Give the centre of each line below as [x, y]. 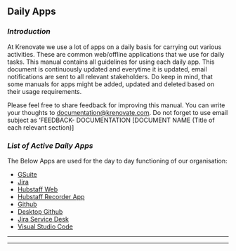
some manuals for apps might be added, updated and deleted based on [111, 84]
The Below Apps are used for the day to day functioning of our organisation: [117, 161]
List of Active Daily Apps [50, 145]
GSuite [27, 174]
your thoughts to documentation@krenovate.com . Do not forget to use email [118, 112]
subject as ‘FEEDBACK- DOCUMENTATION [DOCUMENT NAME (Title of [111, 120]
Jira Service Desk [43, 219]
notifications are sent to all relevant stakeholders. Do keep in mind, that [110, 76]
